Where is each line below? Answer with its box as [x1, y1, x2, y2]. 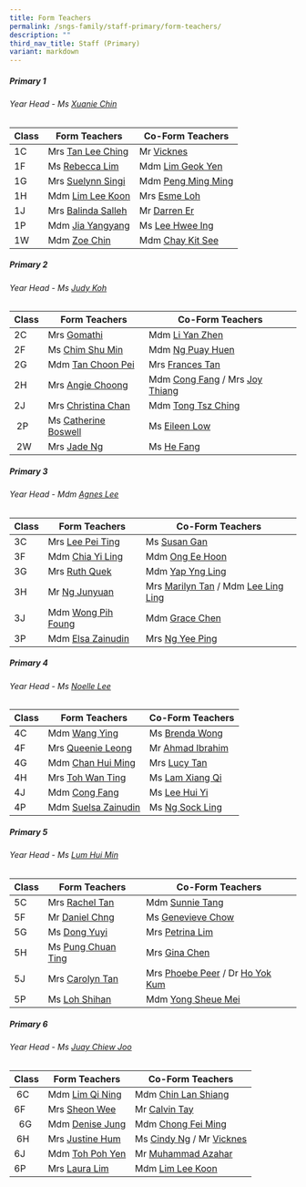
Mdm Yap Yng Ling [145, 564, 227, 577]
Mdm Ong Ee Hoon [145, 550, 228, 563]
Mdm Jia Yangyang [47, 219, 130, 232]
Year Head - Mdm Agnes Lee [9, 489, 119, 500]
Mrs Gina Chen [145, 946, 210, 959]
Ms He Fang [148, 440, 200, 453]
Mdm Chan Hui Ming [47, 757, 136, 769]
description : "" [9, 30, 71, 39]
